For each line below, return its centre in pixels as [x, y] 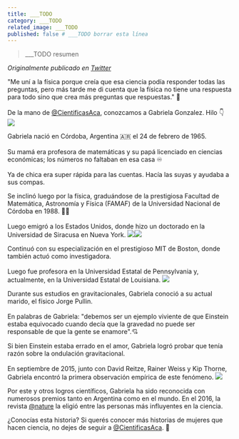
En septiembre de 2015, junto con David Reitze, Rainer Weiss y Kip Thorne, [117, 369]
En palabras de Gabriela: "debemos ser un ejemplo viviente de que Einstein [118, 317]
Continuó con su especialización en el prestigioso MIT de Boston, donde [114, 249]
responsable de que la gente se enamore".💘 [73, 332]
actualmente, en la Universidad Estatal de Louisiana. [84, 280]
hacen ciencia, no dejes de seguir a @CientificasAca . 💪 [88, 428]
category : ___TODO [35, 21]
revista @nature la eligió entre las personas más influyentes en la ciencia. [115, 406]
